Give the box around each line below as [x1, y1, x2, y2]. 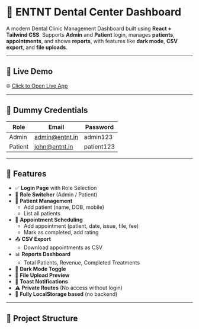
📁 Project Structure [6, 313, 78, 323]
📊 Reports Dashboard [14, 251, 71, 258]
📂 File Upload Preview [14, 272, 70, 279]
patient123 [84, 142, 115, 150]
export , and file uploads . [6, 44, 68, 51]
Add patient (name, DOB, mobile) [23, 204, 105, 211]
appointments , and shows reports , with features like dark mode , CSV [6, 37, 178, 44]
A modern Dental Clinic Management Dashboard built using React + [6, 25, 172, 32]
